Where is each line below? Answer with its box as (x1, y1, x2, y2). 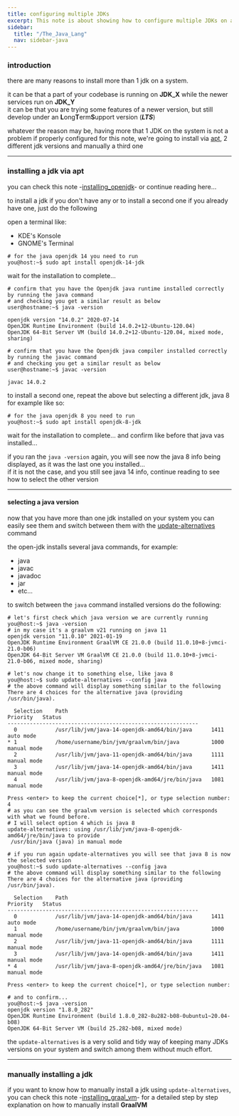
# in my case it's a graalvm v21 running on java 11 (7, 627, 167, 634)
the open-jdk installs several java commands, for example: (7, 542, 179, 551)
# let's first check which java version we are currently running (7, 614, 208, 621)
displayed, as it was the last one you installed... (7, 459, 146, 468)
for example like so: (7, 398, 65, 407)
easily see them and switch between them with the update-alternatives (7, 521, 216, 530)
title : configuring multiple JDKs (7, 10, 110, 18)
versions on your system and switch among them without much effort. (7, 1045, 213, 1053)
